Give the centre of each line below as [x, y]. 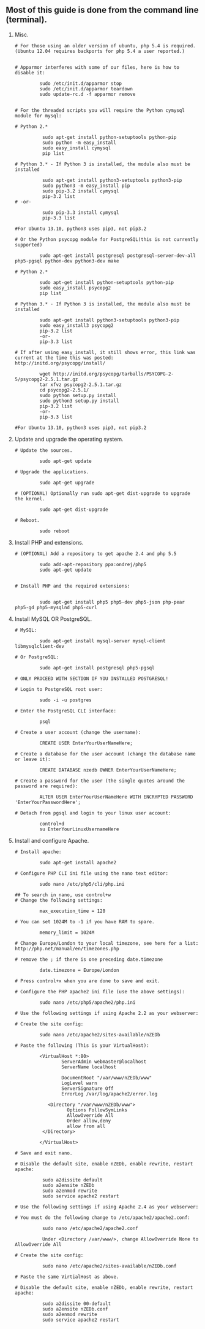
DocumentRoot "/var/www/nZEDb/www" [107, 1078]
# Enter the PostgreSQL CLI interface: [65, 711]
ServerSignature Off [88, 1088]
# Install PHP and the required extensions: [72, 586]
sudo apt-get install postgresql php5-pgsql [97, 668]
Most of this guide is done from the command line [102, 10]
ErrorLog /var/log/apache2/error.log [110, 1094]
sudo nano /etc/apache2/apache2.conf [90, 1228]
